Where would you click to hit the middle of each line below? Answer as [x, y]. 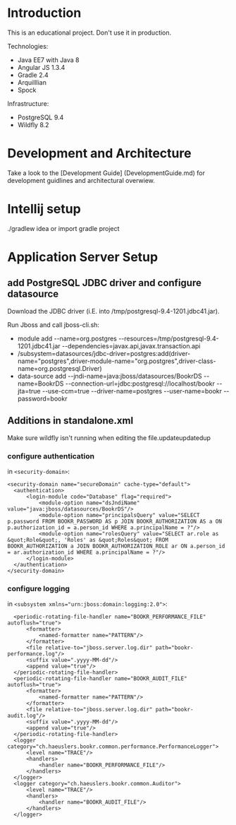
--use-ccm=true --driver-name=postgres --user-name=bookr [132, 391]
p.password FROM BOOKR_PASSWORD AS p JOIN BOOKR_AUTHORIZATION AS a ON [114, 521]
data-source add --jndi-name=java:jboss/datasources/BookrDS [110, 376]
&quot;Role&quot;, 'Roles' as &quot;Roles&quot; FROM [88, 540]
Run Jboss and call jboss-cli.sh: [54, 325]
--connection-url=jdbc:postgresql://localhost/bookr [140, 384]
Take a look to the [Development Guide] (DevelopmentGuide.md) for [106, 173]
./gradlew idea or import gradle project [63, 228]
